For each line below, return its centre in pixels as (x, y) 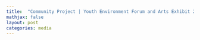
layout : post (22, 22)
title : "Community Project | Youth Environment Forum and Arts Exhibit (98, 11)
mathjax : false (25, 17)
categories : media (29, 28)
